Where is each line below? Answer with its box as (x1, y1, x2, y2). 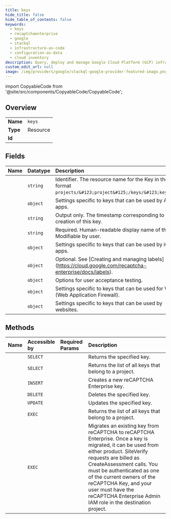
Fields (5, 152, 25, 161)
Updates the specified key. (88, 399, 153, 407)
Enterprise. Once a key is (88, 435, 148, 442)
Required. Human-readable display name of (55, 226, 161, 233)
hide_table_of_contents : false (5, 17, 72, 22)
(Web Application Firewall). (55, 291, 120, 298)
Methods (5, 323, 35, 332)
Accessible (27, 338, 55, 345)
